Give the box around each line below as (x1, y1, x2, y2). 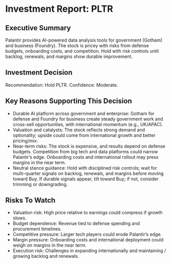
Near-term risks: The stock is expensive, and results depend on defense (12, 143, 165, 149)
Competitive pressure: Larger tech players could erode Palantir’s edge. (12, 231, 162, 237)
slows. (12, 215, 27, 221)
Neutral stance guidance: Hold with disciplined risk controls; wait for (12, 165, 157, 171)
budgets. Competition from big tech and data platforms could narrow (12, 148, 158, 154)
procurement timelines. (12, 226, 62, 232)
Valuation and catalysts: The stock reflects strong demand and (12, 127, 145, 133)
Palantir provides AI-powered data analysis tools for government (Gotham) (5, 37, 163, 43)
